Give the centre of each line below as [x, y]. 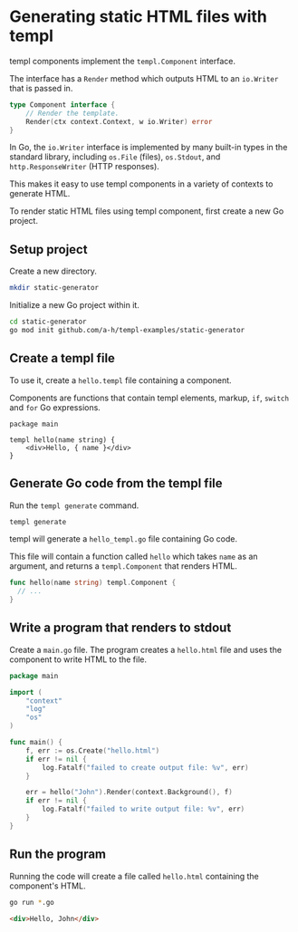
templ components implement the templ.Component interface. [122, 61]
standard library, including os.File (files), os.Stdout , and [115, 157]
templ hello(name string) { [62, 440]
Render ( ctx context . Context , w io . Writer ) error [119, 121]
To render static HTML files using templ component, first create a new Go [147, 211]
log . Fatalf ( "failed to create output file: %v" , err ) [145, 767]
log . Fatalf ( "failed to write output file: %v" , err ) [144, 809]
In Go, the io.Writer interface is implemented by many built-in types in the [149, 148]
